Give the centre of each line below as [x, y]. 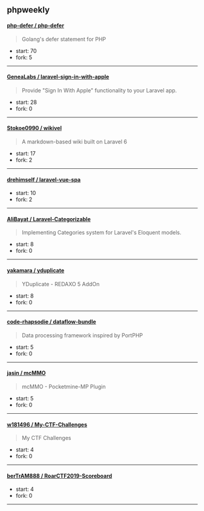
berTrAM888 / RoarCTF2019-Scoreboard [60, 476]
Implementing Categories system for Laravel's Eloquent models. [101, 233]
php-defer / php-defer [35, 25]
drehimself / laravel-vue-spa [44, 179]
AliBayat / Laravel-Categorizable [49, 219]
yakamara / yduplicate [36, 270]
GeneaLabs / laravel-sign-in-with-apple [58, 77]
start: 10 [26, 193]
